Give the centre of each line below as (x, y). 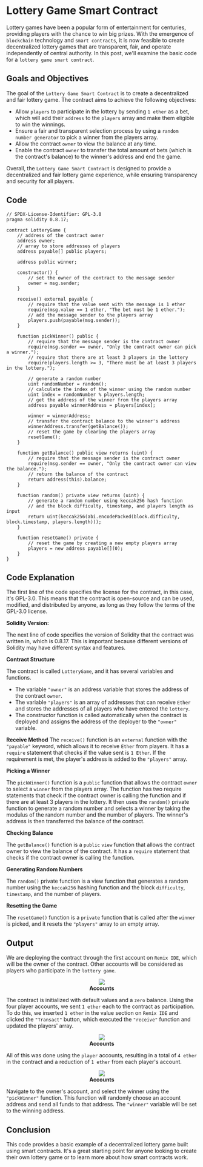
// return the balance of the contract (78, 474)
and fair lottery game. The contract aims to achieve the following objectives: (101, 99)
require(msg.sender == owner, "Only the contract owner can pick (112, 347)
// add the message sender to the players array (91, 315)
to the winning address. (36, 1111)
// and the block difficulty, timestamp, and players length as (111, 506)
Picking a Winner (28, 771)
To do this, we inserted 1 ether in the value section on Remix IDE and (92, 1013)
